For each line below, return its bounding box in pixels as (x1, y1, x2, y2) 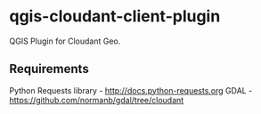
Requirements (9, 61, 89, 77)
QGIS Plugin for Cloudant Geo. (9, 36, 121, 46)
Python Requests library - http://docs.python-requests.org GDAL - (9, 85, 253, 95)
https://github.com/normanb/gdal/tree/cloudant (9, 94, 184, 105)
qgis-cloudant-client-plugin (9, 6, 221, 27)
